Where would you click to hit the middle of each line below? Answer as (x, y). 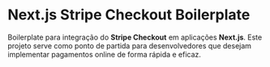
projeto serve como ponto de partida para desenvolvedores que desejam (130, 45)
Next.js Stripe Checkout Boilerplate (129, 15)
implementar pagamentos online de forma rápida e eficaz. (105, 54)
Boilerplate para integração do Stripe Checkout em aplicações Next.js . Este (135, 37)
